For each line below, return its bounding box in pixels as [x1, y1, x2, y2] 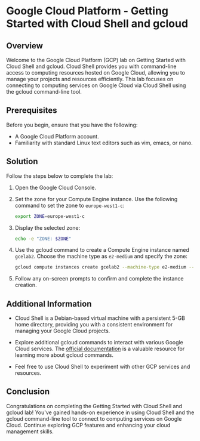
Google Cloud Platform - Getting [6, 4, 169, 18]
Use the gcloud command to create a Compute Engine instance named [14, 246, 190, 254]
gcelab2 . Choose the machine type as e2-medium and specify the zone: [14, 252, 188, 260]
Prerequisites [6, 106, 57, 116]
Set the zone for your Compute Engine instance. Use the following [14, 195, 178, 202]
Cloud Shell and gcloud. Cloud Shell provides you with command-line [6, 63, 177, 70]
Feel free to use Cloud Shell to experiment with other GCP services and [14, 363, 190, 371]
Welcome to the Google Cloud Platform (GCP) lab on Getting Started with [6, 57, 186, 63]
